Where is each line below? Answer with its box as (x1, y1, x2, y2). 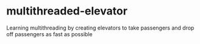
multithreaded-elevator (6, 4, 128, 18)
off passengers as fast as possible (6, 30, 93, 37)
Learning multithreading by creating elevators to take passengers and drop (6, 24, 195, 31)
